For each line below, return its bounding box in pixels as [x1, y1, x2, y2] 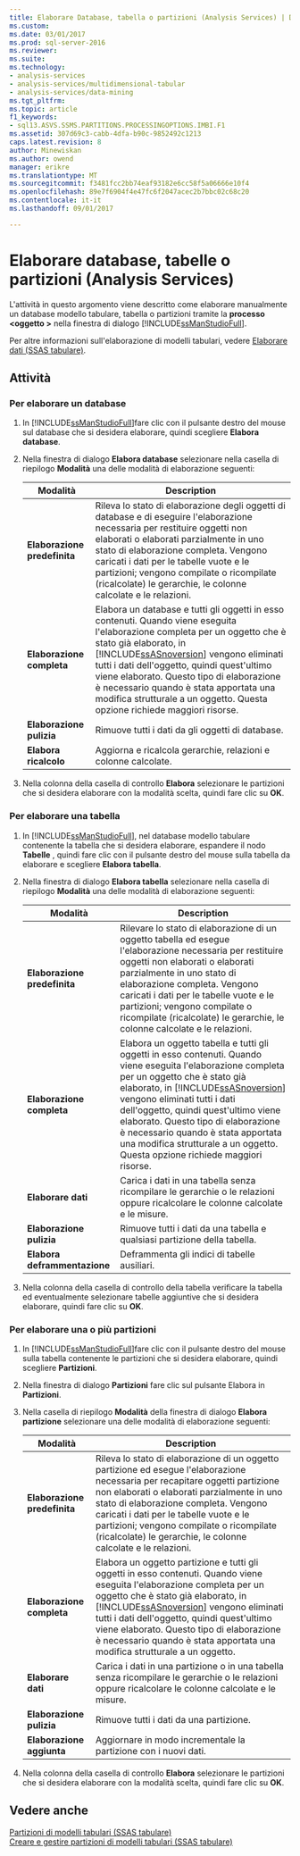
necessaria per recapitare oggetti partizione [95, 1475, 279, 1487]
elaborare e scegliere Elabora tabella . [21, 858, 162, 869]
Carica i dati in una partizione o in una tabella [95, 1660, 284, 1672]
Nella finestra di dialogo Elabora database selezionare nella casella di [21, 454, 279, 464]
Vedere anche [9, 1803, 89, 1818]
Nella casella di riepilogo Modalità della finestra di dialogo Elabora [21, 1406, 268, 1417]
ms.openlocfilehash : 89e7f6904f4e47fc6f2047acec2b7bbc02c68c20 [9, 188, 250, 196]
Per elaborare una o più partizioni [9, 1323, 156, 1335]
